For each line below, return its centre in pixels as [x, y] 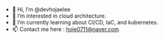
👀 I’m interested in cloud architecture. [59, 16]
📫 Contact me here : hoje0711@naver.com [66, 29]
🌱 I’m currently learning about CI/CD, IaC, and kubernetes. [85, 22]
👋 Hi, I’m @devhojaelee [41, 9]
